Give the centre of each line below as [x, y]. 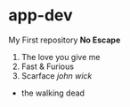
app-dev [41, 15]
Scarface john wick [57, 75]
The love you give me [61, 57]
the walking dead [53, 93]
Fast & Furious [48, 66]
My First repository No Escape [65, 40]
